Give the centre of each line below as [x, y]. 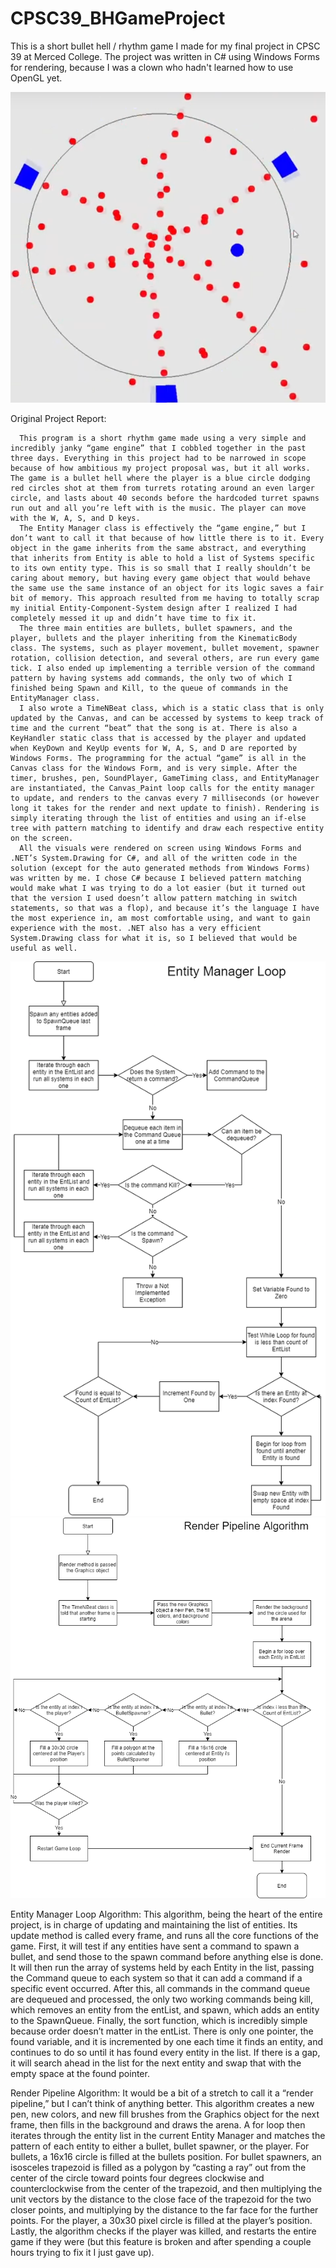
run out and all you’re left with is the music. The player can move [158, 508]
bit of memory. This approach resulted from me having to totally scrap [165, 598]
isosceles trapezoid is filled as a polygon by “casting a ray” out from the [158, 2167]
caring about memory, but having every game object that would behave [160, 578]
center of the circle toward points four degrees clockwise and [137, 2178]
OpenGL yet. [36, 78]
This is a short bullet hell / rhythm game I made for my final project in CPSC [165, 46]
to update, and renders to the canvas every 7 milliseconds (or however [165, 798]
